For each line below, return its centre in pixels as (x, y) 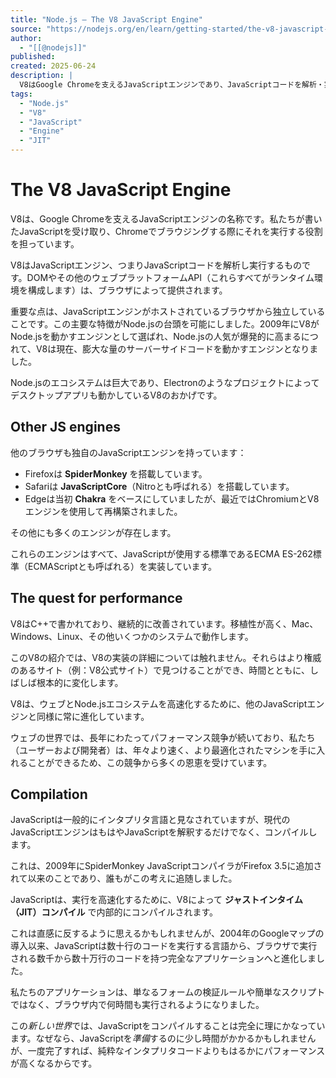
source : (26, 29)
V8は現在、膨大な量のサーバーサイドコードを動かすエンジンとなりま (177, 348)
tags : (21, 94)
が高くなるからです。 (54, 1063)
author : (26, 38)
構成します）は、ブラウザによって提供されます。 (127, 290)
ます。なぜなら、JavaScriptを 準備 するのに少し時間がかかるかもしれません (163, 1038)
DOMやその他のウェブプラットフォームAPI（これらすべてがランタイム (170, 277)
